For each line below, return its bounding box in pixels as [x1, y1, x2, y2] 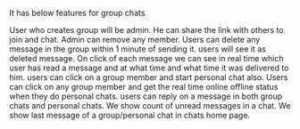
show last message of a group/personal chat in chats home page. [9, 110, 251, 120]
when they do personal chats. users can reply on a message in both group [9, 91, 283, 101]
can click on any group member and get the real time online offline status [9, 82, 279, 92]
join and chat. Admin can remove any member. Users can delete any [9, 35, 261, 44]
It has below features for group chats [9, 8, 146, 18]
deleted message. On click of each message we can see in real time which [9, 53, 284, 63]
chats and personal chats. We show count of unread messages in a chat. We [9, 101, 291, 110]
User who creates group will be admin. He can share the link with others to [9, 25, 284, 35]
